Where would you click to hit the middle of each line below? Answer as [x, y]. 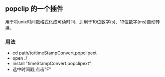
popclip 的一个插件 [34, 9]
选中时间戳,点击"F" [32, 69]
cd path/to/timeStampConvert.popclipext [55, 53]
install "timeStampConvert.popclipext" [52, 64]
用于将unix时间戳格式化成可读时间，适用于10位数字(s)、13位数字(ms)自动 [80, 22]
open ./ [20, 58]
